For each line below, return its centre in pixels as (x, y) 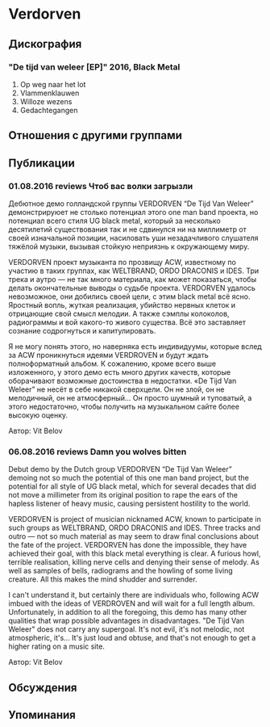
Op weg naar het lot (53, 84)
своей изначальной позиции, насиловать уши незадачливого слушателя (133, 237)
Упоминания (42, 715)
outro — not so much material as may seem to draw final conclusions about (134, 536)
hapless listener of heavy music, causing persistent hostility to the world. (129, 504)
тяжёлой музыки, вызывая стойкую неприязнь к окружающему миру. (129, 246)
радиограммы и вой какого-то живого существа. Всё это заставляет (127, 322)
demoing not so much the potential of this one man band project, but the (129, 478)
